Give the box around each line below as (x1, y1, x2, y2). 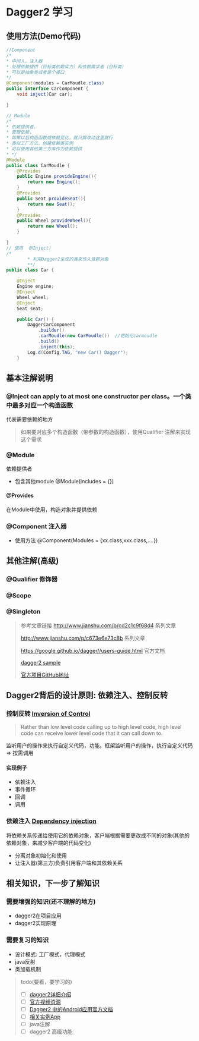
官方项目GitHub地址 (20, 671, 69, 678)
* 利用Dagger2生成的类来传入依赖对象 (27, 256, 109, 262)
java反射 (14, 958, 36, 965)
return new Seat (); (27, 201, 76, 207)
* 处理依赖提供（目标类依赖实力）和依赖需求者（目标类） (6, 64, 126, 70)
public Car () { (17, 316, 54, 322)
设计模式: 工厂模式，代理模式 (14, 951, 86, 958)
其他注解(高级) (6, 556, 59, 566)
